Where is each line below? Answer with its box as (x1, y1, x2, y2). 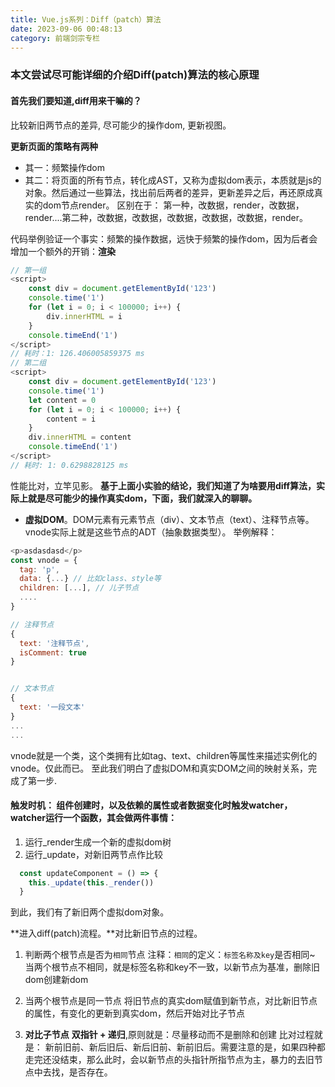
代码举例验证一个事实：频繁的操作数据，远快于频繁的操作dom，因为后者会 (10, 232, 318, 245)
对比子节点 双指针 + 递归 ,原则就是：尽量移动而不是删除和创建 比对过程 (24, 1029, 315, 1041)
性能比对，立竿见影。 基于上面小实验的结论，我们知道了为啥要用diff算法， (10, 479, 317, 491)
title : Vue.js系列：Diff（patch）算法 (10, 14, 162, 25)
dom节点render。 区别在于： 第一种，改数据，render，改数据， (42, 199, 305, 211)
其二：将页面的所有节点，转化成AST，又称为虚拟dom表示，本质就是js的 (24, 174, 322, 186)
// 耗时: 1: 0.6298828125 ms (10, 460, 129, 470)
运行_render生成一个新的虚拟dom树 (24, 836, 172, 848)
